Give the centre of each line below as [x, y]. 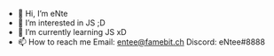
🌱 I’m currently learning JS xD [72, 32]
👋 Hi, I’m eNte [43, 14]
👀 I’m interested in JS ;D [62, 23]
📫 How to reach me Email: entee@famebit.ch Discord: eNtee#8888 [141, 42]
